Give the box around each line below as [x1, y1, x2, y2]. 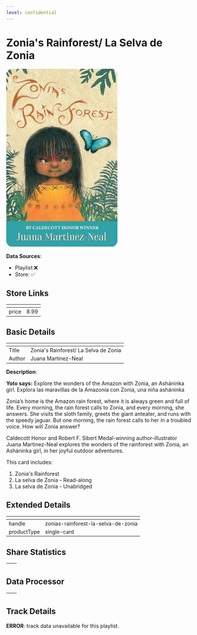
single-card [45, 528, 74, 535]
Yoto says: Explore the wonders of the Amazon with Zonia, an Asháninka [6, 380, 185, 387]
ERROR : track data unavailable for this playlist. [6, 622, 119, 629]
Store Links [6, 288, 49, 298]
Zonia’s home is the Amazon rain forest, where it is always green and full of [6, 398, 190, 405]
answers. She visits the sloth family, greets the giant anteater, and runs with [6, 410, 191, 417]
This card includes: [6, 458, 53, 465]
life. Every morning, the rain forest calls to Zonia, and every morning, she [6, 403, 185, 411]
